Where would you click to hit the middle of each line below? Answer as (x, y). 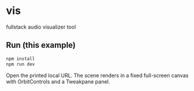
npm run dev (20, 64)
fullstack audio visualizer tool (41, 27)
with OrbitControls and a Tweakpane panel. (58, 81)
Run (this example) (41, 45)
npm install (20, 59)
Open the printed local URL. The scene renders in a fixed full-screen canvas (97, 75)
